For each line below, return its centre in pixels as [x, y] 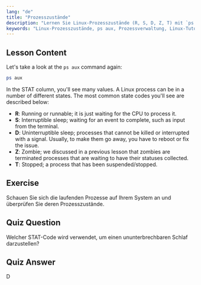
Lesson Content [36, 52]
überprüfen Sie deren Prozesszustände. [55, 204]
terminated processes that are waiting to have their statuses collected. [102, 158]
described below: [28, 102]
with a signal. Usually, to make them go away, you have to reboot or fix [102, 139]
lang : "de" [20, 12]
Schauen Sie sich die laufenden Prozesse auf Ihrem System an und [89, 197]
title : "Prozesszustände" [38, 17]
